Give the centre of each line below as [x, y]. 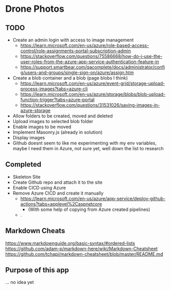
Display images [29, 138]
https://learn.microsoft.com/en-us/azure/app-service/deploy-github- [93, 198]
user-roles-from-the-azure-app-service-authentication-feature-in [90, 62]
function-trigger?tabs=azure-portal [57, 100]
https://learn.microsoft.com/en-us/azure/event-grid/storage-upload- [92, 83]
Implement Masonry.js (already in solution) [58, 132]
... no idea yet [20, 282]
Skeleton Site [27, 177]
